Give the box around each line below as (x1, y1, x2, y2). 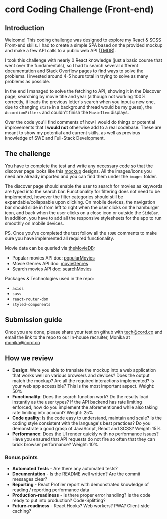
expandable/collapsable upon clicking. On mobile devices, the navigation (5, 199, 156, 205)
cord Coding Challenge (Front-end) (5, 4, 154, 15)
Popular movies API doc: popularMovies (12, 254, 95, 261)
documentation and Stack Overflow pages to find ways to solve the (5, 68, 144, 74)
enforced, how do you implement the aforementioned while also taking (12, 404, 158, 410)
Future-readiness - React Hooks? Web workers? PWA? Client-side (12, 502, 150, 509)
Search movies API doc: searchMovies (12, 266, 92, 272)
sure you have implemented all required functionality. (5, 235, 115, 241)
